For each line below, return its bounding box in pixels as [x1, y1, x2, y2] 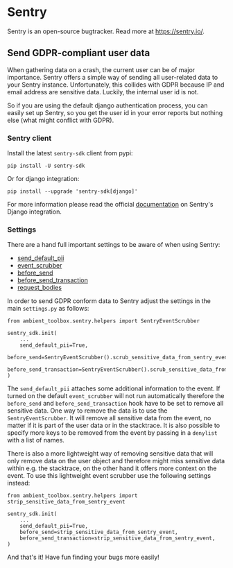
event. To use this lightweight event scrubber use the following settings [7, 472, 212, 480]
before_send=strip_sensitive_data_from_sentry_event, [19, 528, 178, 536]
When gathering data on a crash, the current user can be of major [7, 65, 196, 74]
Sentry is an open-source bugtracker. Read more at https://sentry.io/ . [7, 27, 205, 35]
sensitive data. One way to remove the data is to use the [7, 406, 168, 415]
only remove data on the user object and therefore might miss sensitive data [7, 457, 225, 465]
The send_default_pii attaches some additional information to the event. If [7, 384, 221, 393]
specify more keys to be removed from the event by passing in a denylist [7, 429, 218, 437]
